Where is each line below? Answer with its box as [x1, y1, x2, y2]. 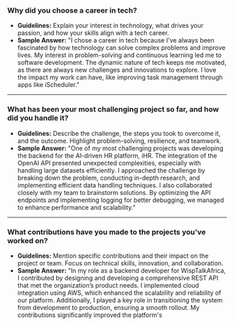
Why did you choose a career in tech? [7, 6, 137, 15]
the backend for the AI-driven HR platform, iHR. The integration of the [17, 151, 217, 160]
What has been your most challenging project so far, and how [7, 104, 219, 114]
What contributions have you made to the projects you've [7, 227, 206, 237]
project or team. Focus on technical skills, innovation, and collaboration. [17, 258, 224, 267]
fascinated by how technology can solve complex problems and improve [17, 44, 226, 52]
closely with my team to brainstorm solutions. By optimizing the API [17, 188, 211, 196]
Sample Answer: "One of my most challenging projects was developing [17, 143, 224, 152]
